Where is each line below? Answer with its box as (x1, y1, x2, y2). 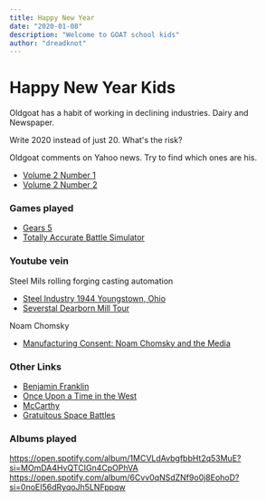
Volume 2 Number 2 (22, 179, 98, 190)
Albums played (9, 432, 77, 445)
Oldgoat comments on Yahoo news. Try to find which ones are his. (9, 152, 258, 163)
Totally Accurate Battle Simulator (22, 232, 145, 243)
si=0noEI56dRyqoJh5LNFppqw (9, 482, 126, 493)
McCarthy (22, 400, 61, 411)
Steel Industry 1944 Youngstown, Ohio (22, 293, 166, 303)
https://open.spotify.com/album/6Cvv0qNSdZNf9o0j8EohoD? (9, 472, 240, 483)
